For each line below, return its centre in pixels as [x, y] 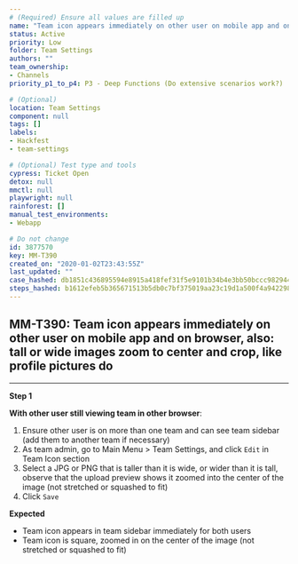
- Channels [29, 75]
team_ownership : [39, 68]
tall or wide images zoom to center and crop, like [145, 352]
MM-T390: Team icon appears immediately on [140, 325]
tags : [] [25, 124]
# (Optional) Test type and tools [73, 165]
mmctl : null [31, 190]
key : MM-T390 [33, 255]
